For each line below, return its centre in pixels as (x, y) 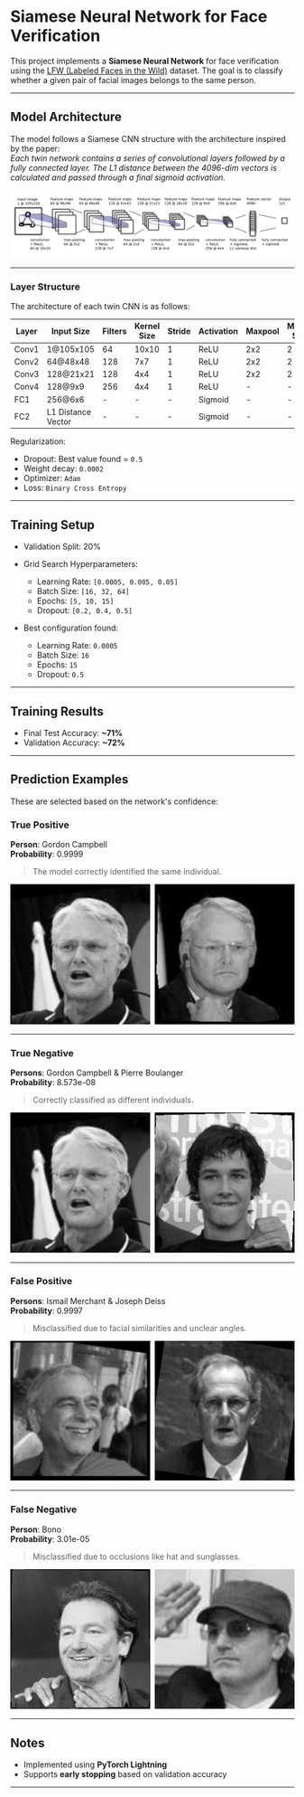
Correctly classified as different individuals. (113, 1100)
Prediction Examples (69, 780)
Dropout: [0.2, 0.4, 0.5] (85, 610)
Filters (115, 331)
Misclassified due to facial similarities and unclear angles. (139, 1328)
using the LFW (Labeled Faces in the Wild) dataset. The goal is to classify (147, 71)
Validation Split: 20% (62, 547)
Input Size (71, 331)
